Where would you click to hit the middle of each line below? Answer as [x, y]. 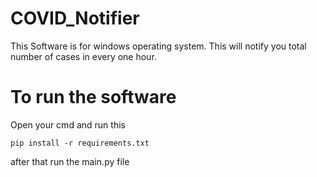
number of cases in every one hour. [83, 56]
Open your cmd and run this [68, 124]
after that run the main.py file [70, 161]
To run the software [93, 97]
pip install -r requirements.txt [80, 143]
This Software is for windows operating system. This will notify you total [158, 46]
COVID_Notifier [75, 18]
